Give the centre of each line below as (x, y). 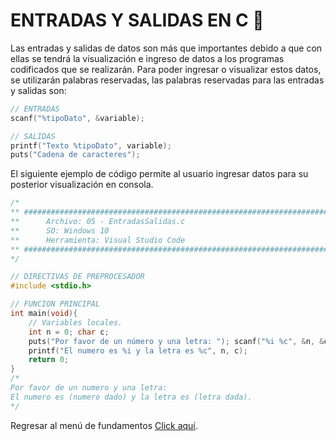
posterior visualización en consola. (82, 185)
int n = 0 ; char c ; (69, 332)
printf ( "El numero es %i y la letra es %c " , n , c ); (138, 350)
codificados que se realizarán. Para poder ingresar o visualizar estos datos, (166, 69)
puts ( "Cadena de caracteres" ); (75, 155)
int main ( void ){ (44, 314)
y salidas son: (38, 90)
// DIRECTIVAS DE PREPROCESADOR (77, 277)
